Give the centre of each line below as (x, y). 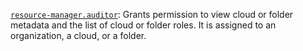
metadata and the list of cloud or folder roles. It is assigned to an (143, 25)
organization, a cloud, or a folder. (78, 35)
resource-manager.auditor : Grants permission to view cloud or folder (152, 14)
